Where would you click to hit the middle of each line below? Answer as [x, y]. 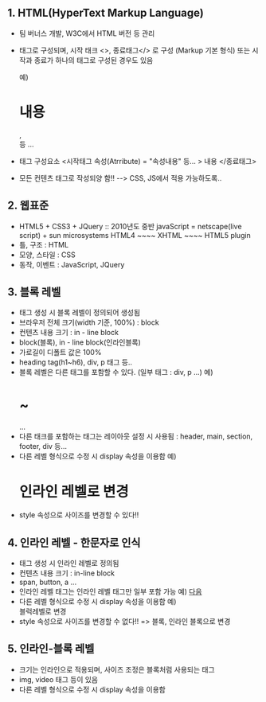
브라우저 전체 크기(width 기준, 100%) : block [89, 322]
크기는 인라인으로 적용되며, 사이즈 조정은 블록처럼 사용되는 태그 [117, 669]
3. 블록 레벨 [34, 292]
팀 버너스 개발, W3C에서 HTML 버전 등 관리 [87, 33]
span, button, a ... [48, 582]
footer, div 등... [43, 447]
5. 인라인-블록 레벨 [51, 649]
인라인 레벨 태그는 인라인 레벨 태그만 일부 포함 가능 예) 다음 [110, 591]
